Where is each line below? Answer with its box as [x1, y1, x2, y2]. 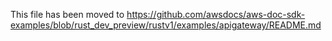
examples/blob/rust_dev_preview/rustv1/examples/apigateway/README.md [10, 19, 322, 31]
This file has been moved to [10, 9, 125, 20]
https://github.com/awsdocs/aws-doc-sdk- [126, 9, 306, 20]
